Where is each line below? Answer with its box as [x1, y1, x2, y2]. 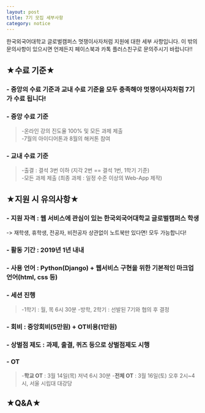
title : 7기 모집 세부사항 [6, 15, 64, 21]
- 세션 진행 [6, 291, 35, 299]
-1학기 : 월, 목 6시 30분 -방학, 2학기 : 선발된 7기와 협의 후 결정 [21, 306, 170, 313]
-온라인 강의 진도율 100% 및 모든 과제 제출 [21, 127, 124, 135]
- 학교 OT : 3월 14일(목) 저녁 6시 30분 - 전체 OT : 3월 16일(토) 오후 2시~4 [21, 372, 195, 379]
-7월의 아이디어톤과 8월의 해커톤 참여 [21, 135, 111, 142]
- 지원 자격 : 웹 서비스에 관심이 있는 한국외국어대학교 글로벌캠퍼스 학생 [6, 214, 199, 222]
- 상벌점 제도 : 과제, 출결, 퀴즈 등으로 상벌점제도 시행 [6, 340, 150, 349]
